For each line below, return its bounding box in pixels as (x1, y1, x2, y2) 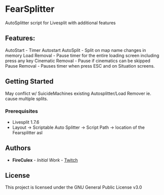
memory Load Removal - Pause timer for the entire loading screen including (5, 52, 160, 58)
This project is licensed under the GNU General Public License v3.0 (5, 184, 142, 191)
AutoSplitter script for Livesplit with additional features (5, 20, 116, 26)
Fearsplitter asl (12, 129, 43, 135)
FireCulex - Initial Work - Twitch (12, 157, 78, 163)
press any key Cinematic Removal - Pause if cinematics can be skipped (5, 58, 151, 64)
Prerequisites (5, 108, 38, 115)
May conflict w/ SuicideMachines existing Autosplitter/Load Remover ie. (5, 90, 152, 96)
